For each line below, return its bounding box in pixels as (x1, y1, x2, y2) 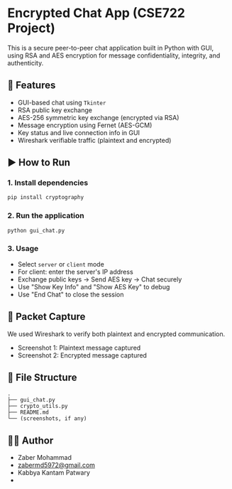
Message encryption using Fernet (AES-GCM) (17, 121, 153, 129)
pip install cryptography (7, 194, 84, 201)
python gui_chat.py (7, 227, 65, 234)
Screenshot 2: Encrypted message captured (17, 350, 148, 360)
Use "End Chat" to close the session (17, 290, 124, 299)
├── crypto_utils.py (7, 403, 69, 410)
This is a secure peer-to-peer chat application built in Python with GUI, (7, 43, 214, 52)
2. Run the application (7, 211, 84, 221)
